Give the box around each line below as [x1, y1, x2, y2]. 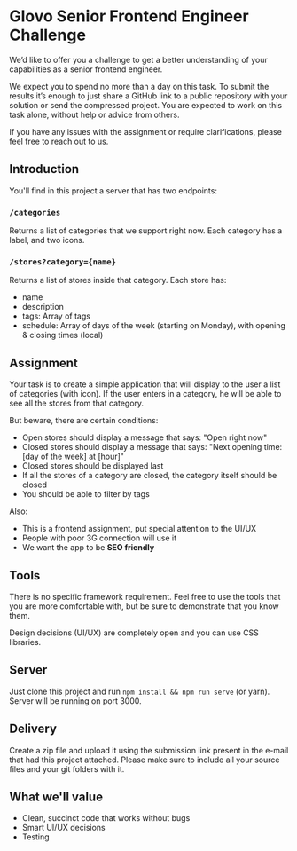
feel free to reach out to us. [9, 136, 109, 146]
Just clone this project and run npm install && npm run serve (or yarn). [9, 686, 270, 697]
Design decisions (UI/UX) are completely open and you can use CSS [9, 627, 260, 638]
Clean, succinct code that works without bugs [21, 813, 191, 823]
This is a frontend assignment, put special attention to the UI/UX [21, 524, 257, 534]
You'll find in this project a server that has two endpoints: [9, 185, 217, 196]
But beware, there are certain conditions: [9, 415, 159, 426]
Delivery [9, 721, 58, 737]
